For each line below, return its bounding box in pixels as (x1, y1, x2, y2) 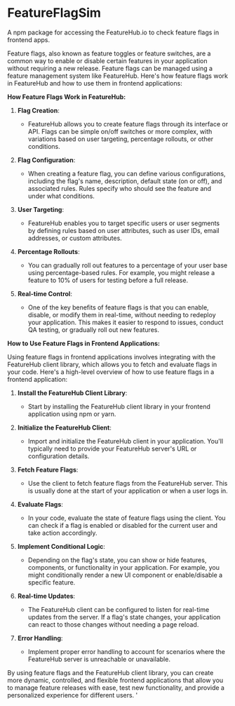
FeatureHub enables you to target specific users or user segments (27, 219, 220, 227)
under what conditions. (27, 192, 95, 200)
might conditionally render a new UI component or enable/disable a (27, 571, 223, 579)
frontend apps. (7, 35, 51, 44)
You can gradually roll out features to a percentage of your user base (27, 261, 228, 269)
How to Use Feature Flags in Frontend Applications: (7, 339, 160, 347)
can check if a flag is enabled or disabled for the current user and (27, 521, 218, 529)
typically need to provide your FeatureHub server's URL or (27, 444, 197, 453)
